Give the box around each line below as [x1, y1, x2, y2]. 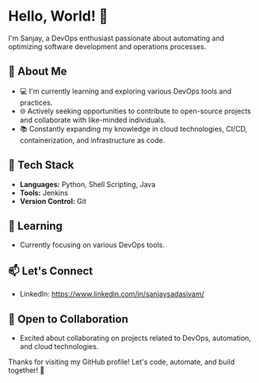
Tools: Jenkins [19, 188, 69, 197]
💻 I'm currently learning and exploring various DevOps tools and [19, 86, 232, 96]
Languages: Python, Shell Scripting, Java [19, 179, 156, 189]
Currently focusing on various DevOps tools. [19, 240, 165, 250]
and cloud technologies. [19, 342, 99, 351]
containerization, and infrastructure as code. [19, 135, 166, 145]
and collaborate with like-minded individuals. [19, 115, 166, 124]
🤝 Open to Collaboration [8, 312, 128, 326]
